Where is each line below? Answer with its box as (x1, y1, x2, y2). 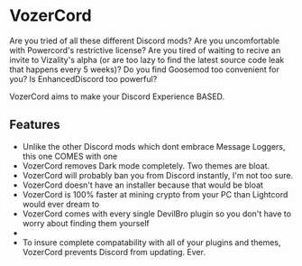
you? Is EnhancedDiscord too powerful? (9, 73, 158, 84)
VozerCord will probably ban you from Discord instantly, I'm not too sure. (22, 170, 294, 180)
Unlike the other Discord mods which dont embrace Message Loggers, (22, 141, 286, 151)
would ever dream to (22, 198, 100, 209)
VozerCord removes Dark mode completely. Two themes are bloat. (22, 160, 270, 171)
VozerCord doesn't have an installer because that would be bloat (22, 179, 264, 190)
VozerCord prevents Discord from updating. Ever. (22, 246, 206, 257)
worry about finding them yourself (22, 217, 151, 228)
